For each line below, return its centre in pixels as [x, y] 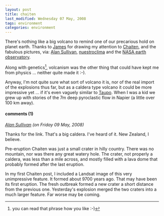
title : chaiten [20, 14]
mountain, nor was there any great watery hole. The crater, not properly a [79, 154]
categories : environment [30, 28]
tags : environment [24, 23]
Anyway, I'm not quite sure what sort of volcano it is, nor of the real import [80, 82]
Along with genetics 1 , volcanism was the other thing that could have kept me [82, 67]
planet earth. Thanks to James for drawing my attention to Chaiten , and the [81, 47]
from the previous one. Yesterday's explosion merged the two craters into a [81, 189]
